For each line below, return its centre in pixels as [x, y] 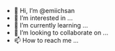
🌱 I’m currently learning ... [51, 25]
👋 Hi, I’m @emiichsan [44, 11]
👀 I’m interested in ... [43, 18]
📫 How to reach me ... [46, 40]
